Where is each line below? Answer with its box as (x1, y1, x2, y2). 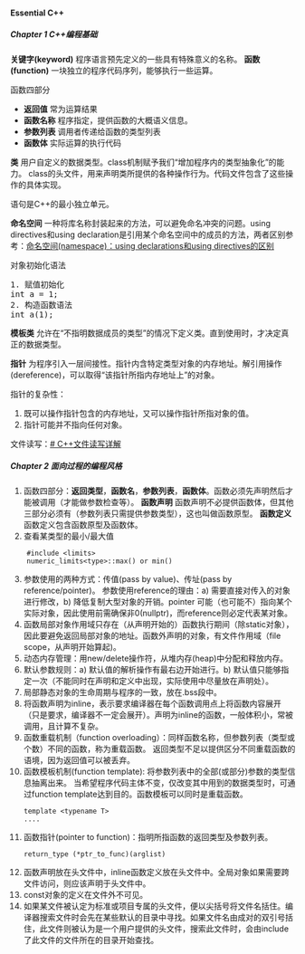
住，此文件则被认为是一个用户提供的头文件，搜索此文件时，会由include (23, 923, 289, 934)
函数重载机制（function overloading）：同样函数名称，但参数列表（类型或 (23, 731, 296, 742)
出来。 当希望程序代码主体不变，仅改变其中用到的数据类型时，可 (47, 777, 288, 787)
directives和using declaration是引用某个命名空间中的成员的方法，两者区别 (10, 229, 286, 240)
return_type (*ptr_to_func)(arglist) (23, 849, 167, 859)
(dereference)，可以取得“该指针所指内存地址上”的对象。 (10, 369, 220, 380)
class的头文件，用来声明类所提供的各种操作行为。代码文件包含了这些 (27, 167, 286, 178)
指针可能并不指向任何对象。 (23, 419, 128, 430)
